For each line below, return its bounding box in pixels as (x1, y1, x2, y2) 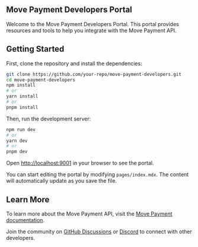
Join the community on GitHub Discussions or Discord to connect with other (6, 228, 193, 235)
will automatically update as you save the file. (6, 178, 117, 185)
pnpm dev (6, 148, 28, 155)
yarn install (6, 93, 39, 100)
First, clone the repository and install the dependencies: (6, 59, 142, 67)
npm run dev (6, 126, 36, 132)
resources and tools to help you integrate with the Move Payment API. (6, 27, 177, 34)
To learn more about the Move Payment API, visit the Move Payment (6, 210, 173, 217)
